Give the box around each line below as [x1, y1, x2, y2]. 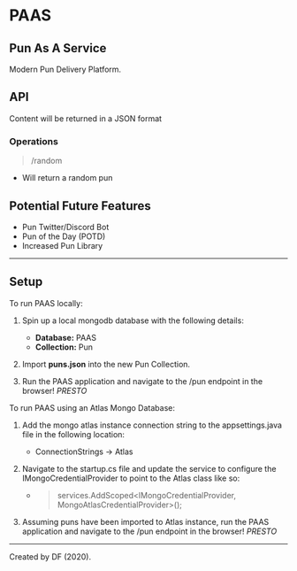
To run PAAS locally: [9, 297, 83, 308]
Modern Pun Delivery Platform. [9, 64, 122, 74]
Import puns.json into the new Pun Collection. [21, 359, 191, 369]
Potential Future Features [9, 198, 152, 213]
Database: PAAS [34, 332, 97, 343]
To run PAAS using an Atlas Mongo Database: [9, 402, 175, 413]
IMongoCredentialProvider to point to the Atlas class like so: [21, 473, 240, 483]
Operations [9, 135, 59, 147]
